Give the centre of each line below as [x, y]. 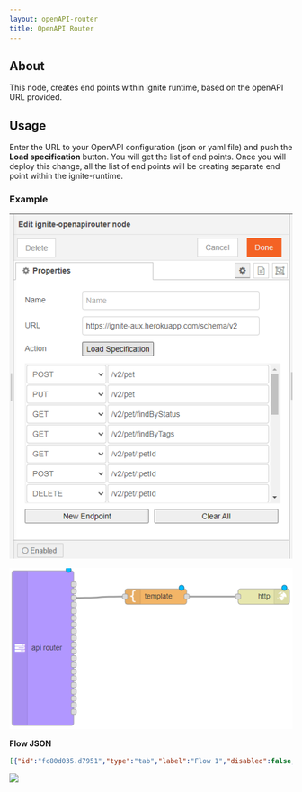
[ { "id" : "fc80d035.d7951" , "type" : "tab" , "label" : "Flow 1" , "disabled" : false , [152, 760]
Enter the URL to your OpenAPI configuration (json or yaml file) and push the [151, 148]
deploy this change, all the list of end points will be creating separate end [145, 166]
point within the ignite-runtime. [67, 176]
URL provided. [36, 97]
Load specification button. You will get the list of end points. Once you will [147, 157]
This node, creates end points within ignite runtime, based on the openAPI [147, 88]
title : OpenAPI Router [52, 28]
